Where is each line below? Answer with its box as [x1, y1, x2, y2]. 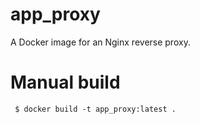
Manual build [10, 71, 121, 94]
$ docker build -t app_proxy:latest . [14, 104, 177, 114]
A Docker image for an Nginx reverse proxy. [10, 36, 191, 48]
